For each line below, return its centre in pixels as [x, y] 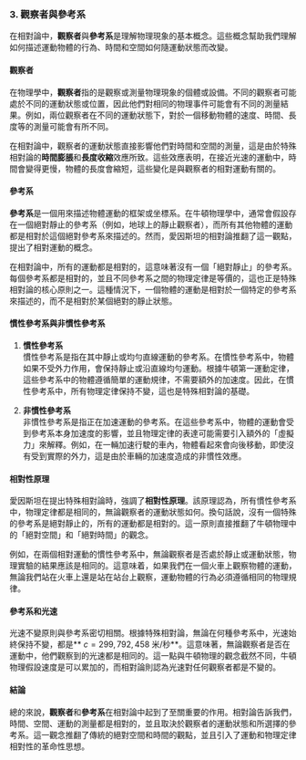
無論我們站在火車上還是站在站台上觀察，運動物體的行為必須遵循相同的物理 [149, 578]
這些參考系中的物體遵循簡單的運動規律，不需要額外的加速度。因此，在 [154, 380]
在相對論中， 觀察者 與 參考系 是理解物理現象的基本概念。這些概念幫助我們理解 [153, 36]
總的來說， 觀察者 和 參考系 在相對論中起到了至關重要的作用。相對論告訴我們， [153, 712]
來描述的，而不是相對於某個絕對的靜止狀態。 [93, 301]
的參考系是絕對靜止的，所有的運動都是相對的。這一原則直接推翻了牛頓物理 [149, 524]
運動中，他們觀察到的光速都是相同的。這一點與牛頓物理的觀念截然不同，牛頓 [153, 656]
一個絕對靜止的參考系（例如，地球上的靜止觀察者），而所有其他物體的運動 [155, 224]
